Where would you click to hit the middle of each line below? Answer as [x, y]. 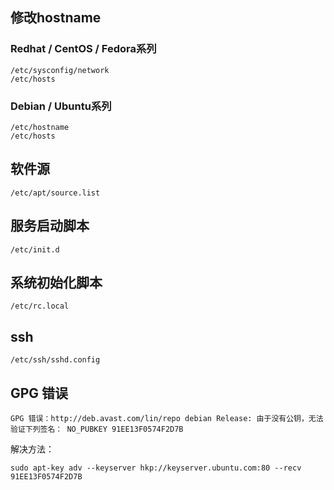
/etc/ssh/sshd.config [55, 360]
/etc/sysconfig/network [60, 70]
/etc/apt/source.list [55, 193]
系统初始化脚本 [56, 282]
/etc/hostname [40, 127]
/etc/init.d [35, 249]
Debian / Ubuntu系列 [61, 106]
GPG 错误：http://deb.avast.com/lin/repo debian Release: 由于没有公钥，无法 [167, 419]
